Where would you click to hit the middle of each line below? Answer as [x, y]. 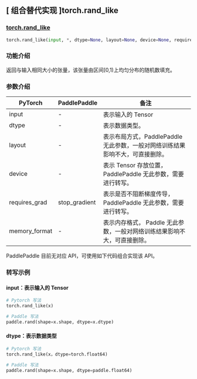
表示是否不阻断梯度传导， [138, 194]
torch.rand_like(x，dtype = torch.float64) [57, 354]
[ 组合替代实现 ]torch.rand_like [62, 11]
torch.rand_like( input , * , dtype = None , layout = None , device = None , [89, 40]
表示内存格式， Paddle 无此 [141, 223]
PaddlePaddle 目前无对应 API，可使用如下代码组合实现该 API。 [82, 256]
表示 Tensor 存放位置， [135, 165]
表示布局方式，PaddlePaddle [143, 137]
